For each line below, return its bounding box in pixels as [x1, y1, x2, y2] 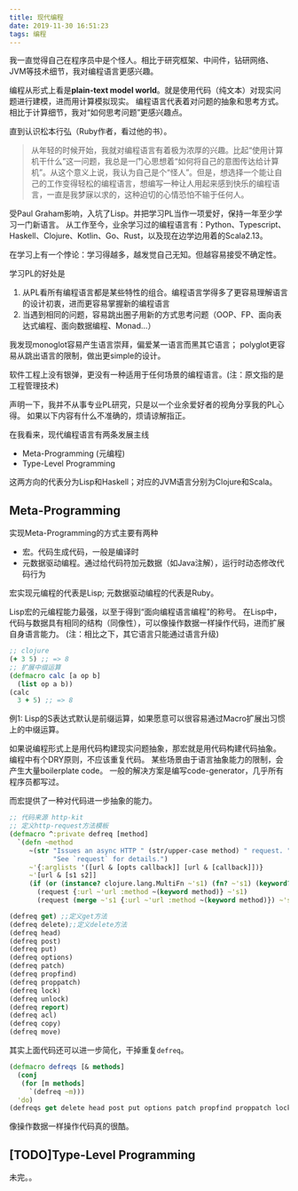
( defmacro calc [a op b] [9, 671, 101, 680]
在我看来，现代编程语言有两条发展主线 [9, 429, 149, 440]
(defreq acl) [9, 1011, 58, 1020]
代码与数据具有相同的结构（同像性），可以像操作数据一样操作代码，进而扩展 [9, 618, 286, 628]
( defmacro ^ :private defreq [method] [9, 830, 149, 839]
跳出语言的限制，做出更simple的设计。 [24, 350, 166, 361]
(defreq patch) [9, 962, 66, 971]
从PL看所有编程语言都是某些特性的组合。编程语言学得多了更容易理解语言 [21, 287, 288, 298]
